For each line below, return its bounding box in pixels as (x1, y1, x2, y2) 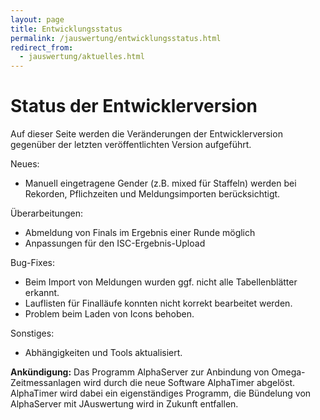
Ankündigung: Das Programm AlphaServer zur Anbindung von (10, 366, 270, 378)
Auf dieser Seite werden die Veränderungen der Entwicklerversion (10, 128, 283, 140)
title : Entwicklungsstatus (10, 24, 123, 34)
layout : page (10, 14, 65, 25)
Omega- (271, 366, 306, 378)
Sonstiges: (10, 327, 55, 340)
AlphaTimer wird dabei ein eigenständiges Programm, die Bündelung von (10, 387, 312, 400)
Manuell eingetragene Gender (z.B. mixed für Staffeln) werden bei (24, 177, 297, 190)
